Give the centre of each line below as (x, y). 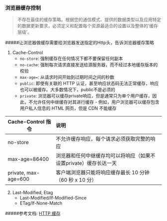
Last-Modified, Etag (33, 193)
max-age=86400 (28, 159)
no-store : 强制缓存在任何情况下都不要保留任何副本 (71, 59)
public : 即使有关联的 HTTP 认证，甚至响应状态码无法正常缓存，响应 (89, 84)
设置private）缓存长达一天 (86, 163)
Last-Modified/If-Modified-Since (53, 198)
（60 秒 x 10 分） (76, 180)
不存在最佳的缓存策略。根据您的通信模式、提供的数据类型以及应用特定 (89, 20)
